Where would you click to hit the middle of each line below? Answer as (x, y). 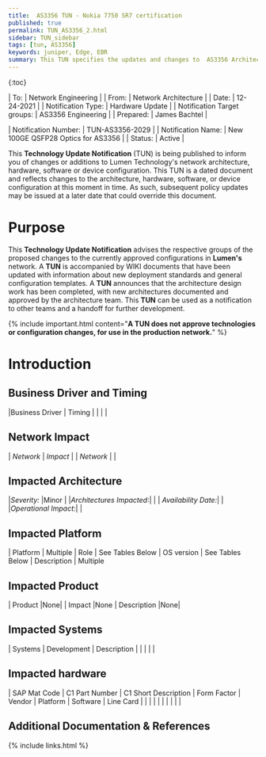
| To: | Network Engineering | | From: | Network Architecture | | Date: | (122, 97)
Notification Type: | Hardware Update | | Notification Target (142, 106)
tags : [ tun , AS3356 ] (42, 45)
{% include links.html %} (48, 745)
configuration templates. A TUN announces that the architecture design (125, 283)
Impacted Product (53, 586)
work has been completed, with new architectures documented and (118, 291)
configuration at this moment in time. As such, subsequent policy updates (128, 187)
